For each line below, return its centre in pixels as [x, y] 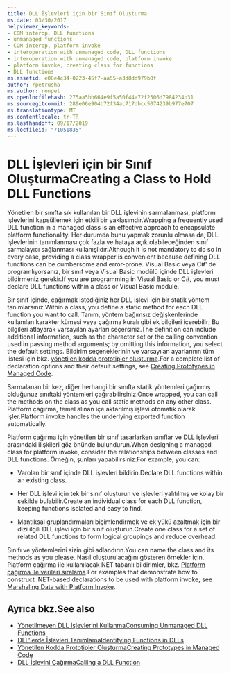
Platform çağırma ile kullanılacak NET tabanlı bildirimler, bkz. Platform [106, 565]
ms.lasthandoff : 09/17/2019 [48, 123]
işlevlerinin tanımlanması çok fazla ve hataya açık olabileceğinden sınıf [108, 242]
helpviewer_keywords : [38, 26]
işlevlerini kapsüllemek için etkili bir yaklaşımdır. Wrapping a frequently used [115, 220]
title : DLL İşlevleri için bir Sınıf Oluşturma [77, 14]
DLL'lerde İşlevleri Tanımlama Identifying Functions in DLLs [100, 640]
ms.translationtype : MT [42, 110]
